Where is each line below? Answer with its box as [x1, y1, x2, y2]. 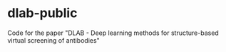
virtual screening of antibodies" [7, 36, 100, 44]
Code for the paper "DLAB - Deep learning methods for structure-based [7, 28, 219, 37]
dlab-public [7, 5, 78, 21]
